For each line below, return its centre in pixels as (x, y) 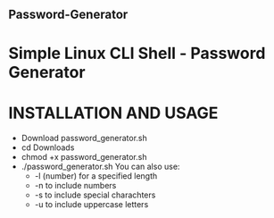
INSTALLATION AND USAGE (113, 113)
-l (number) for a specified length (96, 176)
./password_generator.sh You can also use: (100, 166)
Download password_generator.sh (84, 138)
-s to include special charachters (95, 195)
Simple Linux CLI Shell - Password (137, 53)
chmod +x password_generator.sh (84, 156)
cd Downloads (48, 147)
